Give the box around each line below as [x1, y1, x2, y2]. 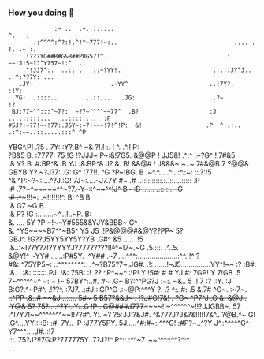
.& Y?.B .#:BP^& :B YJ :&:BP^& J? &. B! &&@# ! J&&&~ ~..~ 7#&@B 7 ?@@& [8, 159, 250, 169]
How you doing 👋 [8, 7, 75, 18]
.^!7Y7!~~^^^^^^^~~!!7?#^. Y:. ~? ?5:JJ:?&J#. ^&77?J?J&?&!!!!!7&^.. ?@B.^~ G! [8, 310, 256, 320]
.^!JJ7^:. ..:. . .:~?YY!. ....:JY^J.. [22, 66, 252, 74]
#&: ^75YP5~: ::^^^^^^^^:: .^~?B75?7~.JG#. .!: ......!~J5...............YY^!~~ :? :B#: [8, 260, 257, 269]
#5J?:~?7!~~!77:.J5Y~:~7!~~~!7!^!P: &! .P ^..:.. [8, 122, 242, 129]
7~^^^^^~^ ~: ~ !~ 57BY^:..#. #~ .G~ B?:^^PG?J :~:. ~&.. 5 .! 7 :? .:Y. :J [8, 276, 232, 286]
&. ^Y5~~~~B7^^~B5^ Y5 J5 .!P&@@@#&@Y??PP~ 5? [8, 226, 184, 236]
